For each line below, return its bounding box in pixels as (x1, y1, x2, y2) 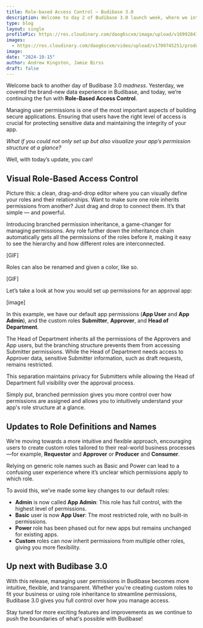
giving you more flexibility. (14, 544, 81, 551)
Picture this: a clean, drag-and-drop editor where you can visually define (6, 189, 187, 197)
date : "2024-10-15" (6, 54, 56, 60)
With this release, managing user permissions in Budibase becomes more (6, 577, 189, 584)
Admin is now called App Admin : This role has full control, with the (14, 499, 182, 505)
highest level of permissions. (14, 505, 87, 512)
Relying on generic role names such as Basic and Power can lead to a (6, 462, 179, 469)
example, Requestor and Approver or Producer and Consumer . (20, 450, 180, 457)
